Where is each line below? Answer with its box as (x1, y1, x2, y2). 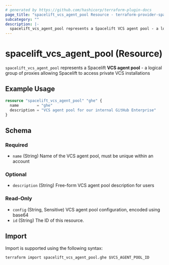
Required (5, 141, 28, 148)
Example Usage (5, 84, 55, 94)
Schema (5, 126, 32, 135)
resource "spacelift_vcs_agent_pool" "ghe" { (5, 98, 102, 103)
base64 (12, 212, 29, 218)
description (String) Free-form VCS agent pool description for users (12, 183, 154, 189)
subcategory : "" (5, 17, 39, 22)
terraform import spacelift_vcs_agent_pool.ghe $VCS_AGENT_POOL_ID (5, 255, 150, 260)
